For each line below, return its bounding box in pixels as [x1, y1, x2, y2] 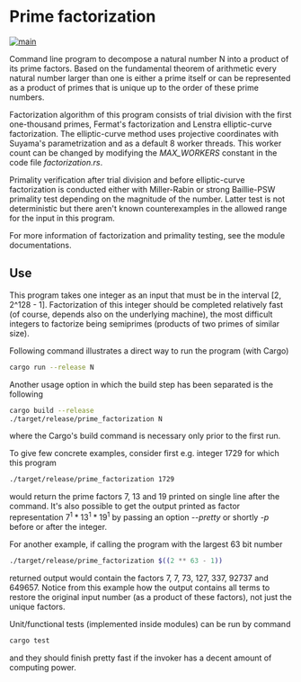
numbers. [9, 92, 45, 103]
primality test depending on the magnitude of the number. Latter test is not [9, 193, 286, 204]
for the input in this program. [9, 212, 115, 223]
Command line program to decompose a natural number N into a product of [9, 53, 289, 64]
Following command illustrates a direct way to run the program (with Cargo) [9, 345, 289, 356]
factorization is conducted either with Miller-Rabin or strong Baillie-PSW [9, 184, 276, 194]
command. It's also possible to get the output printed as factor [9, 501, 241, 512]
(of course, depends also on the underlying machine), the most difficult [9, 309, 273, 319]
